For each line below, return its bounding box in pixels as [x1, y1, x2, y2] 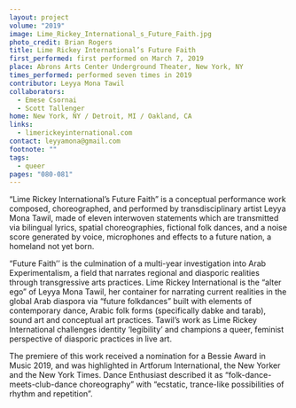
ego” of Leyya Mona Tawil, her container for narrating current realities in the [9, 286, 287, 297]
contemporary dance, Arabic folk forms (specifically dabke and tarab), [9, 305, 267, 316]
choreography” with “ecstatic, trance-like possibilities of [79, 379, 284, 390]
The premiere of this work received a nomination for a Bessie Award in [9, 351, 266, 362]
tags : [9, 153, 29, 162]
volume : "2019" [9, 21, 66, 30]
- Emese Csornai [17, 95, 77, 105]
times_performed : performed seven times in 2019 [9, 71, 192, 80]
